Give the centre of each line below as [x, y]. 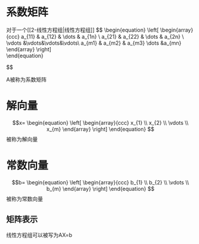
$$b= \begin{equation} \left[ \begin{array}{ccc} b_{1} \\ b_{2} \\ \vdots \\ [100, 182]
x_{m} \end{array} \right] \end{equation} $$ [100, 129]
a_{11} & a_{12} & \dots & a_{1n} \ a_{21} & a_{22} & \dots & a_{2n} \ [102, 36]
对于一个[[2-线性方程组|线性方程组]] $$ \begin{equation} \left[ [83, 30]
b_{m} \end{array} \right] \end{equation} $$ [100, 189]
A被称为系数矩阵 [26, 79]
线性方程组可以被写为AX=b [39, 235]
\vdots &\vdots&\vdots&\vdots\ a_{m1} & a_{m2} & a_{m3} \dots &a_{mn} [94, 43]
